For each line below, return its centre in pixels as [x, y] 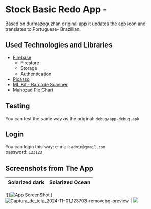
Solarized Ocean [70, 182]
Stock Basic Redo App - [56, 9]
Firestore [30, 63]
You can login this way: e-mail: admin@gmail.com [56, 147]
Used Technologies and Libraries [59, 45]
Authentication [36, 74]
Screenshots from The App [49, 168]
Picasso [21, 79]
